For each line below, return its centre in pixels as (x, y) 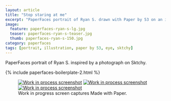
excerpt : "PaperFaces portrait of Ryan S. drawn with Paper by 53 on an (84, 19)
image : (12, 24)
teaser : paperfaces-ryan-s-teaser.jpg (51, 34)
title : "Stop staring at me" (36, 15)
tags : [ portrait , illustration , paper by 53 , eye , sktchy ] (69, 48)
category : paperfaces (28, 43)
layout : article (22, 10)
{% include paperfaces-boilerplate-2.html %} (53, 72)
